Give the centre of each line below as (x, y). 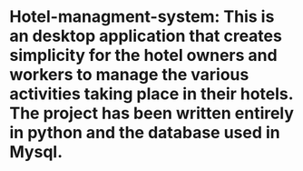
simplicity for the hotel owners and (144, 55)
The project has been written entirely (152, 113)
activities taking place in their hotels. (151, 94)
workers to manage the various (129, 75)
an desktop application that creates (146, 36)
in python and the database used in (145, 133)
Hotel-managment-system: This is (142, 17)
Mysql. (36, 152)
